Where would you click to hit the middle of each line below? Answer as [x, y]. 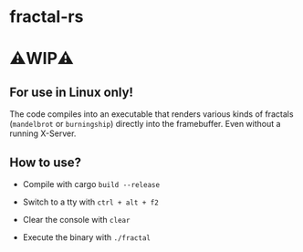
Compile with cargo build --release [91, 184]
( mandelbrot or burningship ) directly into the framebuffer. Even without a [145, 124]
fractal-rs [47, 17]
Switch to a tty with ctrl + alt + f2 [91, 202]
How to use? [46, 162]
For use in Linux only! [72, 92]
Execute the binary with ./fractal [86, 237]
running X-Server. [43, 133]
